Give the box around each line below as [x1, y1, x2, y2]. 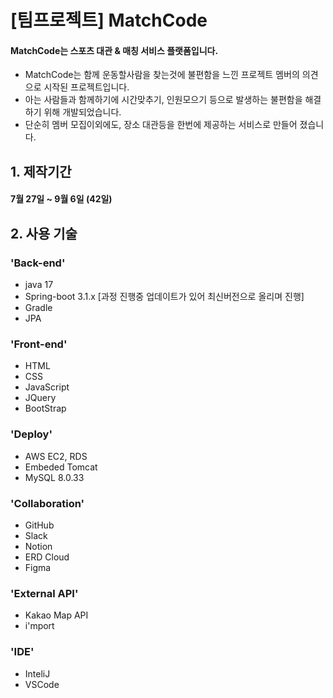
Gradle [24, 302, 53, 314]
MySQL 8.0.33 [24, 471, 85, 483]
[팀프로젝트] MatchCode [10, 9, 208, 32]
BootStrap [24, 402, 67, 415]
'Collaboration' [10, 496, 85, 510]
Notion [24, 540, 53, 552]
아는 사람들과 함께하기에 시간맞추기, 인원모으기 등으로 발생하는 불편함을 [24, 94, 303, 106]
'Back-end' [10, 256, 66, 270]
